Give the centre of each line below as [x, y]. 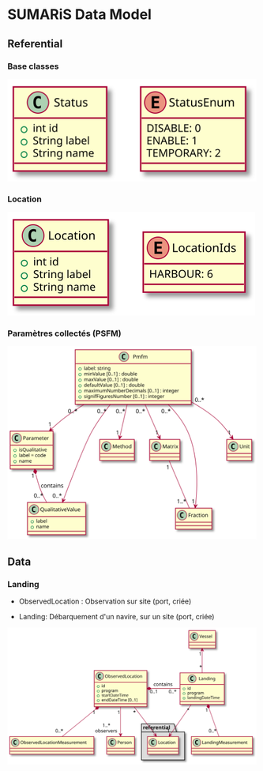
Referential [35, 44]
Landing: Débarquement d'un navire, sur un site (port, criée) [116, 617]
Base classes [33, 66]
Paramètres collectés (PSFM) [64, 333]
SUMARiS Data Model [79, 15]
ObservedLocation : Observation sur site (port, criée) [105, 601]
